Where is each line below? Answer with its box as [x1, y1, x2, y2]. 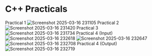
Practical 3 [76, 25, 99, 30]
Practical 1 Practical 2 [5, 20, 119, 26]
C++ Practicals [5, 3, 68, 15]
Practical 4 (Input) [76, 30, 113, 36]
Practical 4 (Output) [76, 40, 117, 46]
